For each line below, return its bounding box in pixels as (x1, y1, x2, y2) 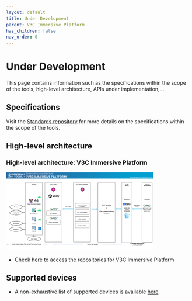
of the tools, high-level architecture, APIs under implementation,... (6, 85, 165, 93)
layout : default (6, 9, 46, 15)
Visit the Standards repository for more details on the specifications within (6, 117, 185, 125)
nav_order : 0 (6, 34, 38, 40)
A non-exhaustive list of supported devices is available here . (14, 288, 160, 295)
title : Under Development (6, 15, 69, 22)
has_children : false (6, 28, 57, 34)
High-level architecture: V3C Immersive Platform (6, 158, 148, 167)
